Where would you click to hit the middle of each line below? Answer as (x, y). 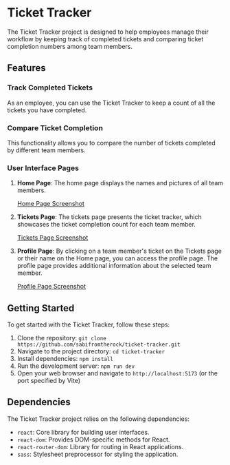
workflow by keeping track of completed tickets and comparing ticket (105, 39)
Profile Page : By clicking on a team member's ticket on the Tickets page (119, 251)
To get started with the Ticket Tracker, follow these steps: (89, 324)
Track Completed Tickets (50, 87)
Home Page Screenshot (50, 204)
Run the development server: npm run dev (76, 366)
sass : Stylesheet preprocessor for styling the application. (97, 454)
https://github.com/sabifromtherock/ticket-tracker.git (99, 345)
